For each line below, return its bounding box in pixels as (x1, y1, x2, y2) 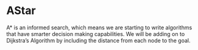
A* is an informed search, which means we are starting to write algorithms (6, 24, 193, 31)
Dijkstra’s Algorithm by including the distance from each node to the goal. (6, 37, 191, 44)
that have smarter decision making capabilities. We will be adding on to (6, 30, 185, 37)
